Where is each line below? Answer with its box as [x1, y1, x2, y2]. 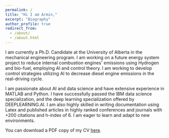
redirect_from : [5, 26, 37, 31]
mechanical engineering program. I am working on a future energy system [5, 54, 160, 60]
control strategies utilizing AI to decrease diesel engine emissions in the [5, 70, 155, 76]
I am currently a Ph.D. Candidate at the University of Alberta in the [5, 49, 143, 55]
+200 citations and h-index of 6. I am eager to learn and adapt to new [5, 112, 150, 118]
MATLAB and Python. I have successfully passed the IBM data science [5, 91, 152, 97]
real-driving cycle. [5, 76, 43, 82]
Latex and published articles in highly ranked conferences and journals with [5, 106, 162, 113]
